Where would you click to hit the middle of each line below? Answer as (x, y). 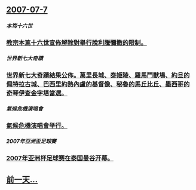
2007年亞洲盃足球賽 (31, 141)
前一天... (22, 180)
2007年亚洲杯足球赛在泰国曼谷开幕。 (60, 158)
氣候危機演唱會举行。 (37, 126)
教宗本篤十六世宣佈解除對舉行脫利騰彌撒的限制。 (77, 43)
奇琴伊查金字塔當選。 (37, 93)
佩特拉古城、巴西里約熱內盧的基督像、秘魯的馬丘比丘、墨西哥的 (98, 84)
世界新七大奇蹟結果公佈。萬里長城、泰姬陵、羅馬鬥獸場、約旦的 (98, 75)
